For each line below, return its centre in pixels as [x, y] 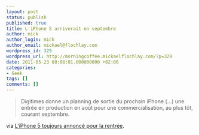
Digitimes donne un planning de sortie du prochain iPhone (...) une [102, 101]
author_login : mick [30, 40]
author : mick [22, 34]
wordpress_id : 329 [29, 51]
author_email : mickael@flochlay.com [52, 46]
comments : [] [22, 85]
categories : [21, 67]
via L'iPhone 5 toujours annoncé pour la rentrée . [65, 126]
